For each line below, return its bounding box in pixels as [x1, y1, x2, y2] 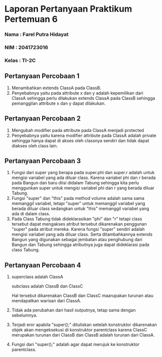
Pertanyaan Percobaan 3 [4, 157, 81, 165]
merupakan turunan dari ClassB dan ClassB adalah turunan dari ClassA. [11, 332, 155, 338]
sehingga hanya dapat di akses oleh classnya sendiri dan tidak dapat [11, 137, 149, 144]
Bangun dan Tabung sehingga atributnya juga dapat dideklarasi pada [11, 242, 150, 248]
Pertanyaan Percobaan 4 [4, 261, 81, 269]
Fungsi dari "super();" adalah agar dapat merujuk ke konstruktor [11, 341, 140, 347]
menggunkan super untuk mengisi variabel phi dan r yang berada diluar [11, 185, 155, 191]
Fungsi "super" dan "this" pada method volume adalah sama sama [11, 195, 145, 201]
